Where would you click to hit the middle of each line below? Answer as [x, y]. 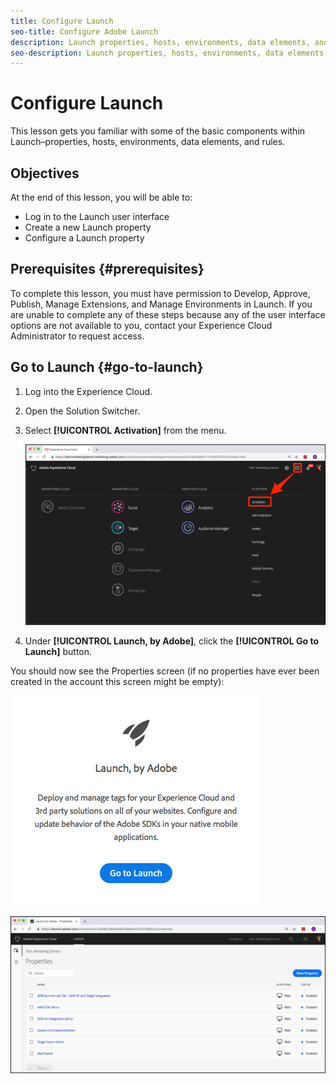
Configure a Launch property [84, 238]
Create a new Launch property [88, 227]
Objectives [45, 173]
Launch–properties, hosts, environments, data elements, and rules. [148, 142]
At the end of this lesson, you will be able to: [101, 197]
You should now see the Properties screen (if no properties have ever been [165, 671]
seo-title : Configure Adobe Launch [84, 31]
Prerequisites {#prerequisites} [107, 269]
